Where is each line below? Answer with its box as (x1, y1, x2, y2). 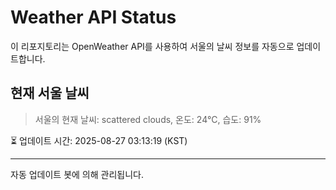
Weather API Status (10, 6, 177, 29)
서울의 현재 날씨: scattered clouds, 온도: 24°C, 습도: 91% (34, 113, 262, 125)
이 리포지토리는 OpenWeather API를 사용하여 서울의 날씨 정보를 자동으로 (10, 40, 295, 52)
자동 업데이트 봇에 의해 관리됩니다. (10, 168, 144, 180)
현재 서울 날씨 (10, 85, 90, 102)
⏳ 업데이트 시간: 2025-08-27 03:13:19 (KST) (10, 134, 188, 146)
